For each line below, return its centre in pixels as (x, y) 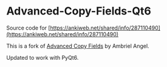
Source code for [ (28, 28)
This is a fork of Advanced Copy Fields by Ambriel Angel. (78, 46)
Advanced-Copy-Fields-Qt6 (79, 11)
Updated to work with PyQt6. (43, 57)
